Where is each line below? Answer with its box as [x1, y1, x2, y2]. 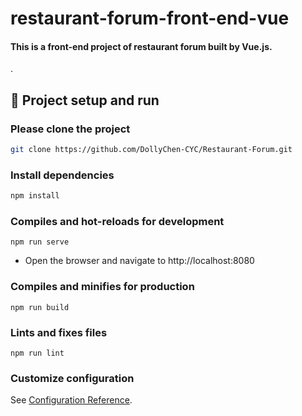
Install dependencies [10, 168, 115, 182]
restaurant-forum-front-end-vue [10, 7, 290, 30]
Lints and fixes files [10, 325, 108, 339]
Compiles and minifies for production [10, 280, 195, 294]
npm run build [10, 302, 70, 312]
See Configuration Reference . [10, 394, 133, 406]
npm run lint [10, 348, 65, 359]
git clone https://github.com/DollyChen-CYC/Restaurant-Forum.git [10, 145, 293, 155]
